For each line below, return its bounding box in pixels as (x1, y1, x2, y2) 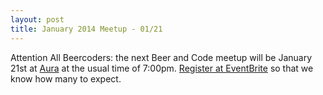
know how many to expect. (10, 72, 122, 85)
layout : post (10, 14, 65, 25)
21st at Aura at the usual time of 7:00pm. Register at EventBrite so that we (10, 62, 314, 74)
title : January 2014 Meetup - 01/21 (10, 24, 163, 34)
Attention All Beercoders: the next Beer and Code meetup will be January (10, 51, 313, 63)
